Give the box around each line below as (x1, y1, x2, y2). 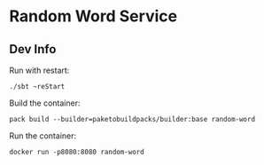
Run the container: (9, 130, 77, 141)
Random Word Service (9, 6, 178, 27)
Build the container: (9, 98, 81, 108)
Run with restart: (9, 65, 70, 75)
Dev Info (9, 42, 57, 57)
